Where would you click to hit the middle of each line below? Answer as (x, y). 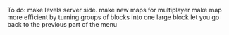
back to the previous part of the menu (62, 24)
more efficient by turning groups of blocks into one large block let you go (113, 17)
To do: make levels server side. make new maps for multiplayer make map (114, 10)
